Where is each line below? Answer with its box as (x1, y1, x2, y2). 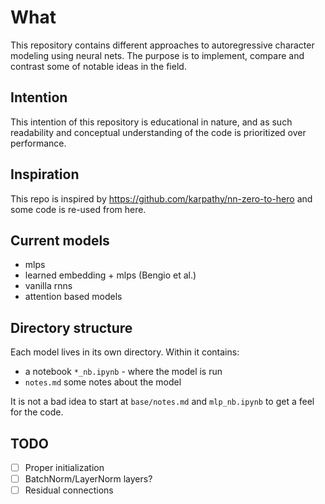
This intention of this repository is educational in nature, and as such (10, 116, 293, 128)
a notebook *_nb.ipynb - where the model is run (24, 366, 223, 378)
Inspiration (10, 166, 80, 183)
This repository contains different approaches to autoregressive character (10, 39, 315, 51)
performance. (10, 137, 67, 149)
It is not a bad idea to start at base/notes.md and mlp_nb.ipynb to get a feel (10, 396, 315, 408)
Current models (10, 232, 110, 249)
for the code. (10, 406, 64, 418)
